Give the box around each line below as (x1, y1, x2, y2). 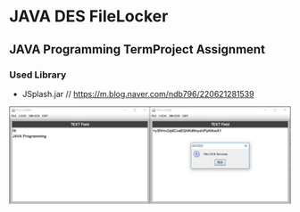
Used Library (9, 69, 67, 81)
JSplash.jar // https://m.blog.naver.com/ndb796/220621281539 (21, 88, 254, 99)
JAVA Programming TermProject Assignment (9, 42, 266, 57)
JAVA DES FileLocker (9, 6, 169, 27)
